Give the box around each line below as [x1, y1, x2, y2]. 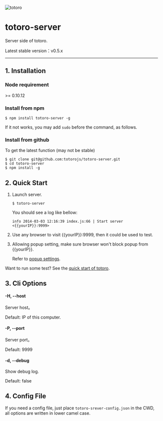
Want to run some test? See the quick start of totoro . [5, 266, 110, 271]
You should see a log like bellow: [12, 210, 78, 215]
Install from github [5, 136, 49, 143]
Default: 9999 [5, 346, 33, 352]
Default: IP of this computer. [5, 314, 61, 320]
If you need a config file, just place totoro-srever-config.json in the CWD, [5, 405, 155, 411]
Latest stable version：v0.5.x [5, 48, 63, 54]
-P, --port [5, 325, 25, 331]
